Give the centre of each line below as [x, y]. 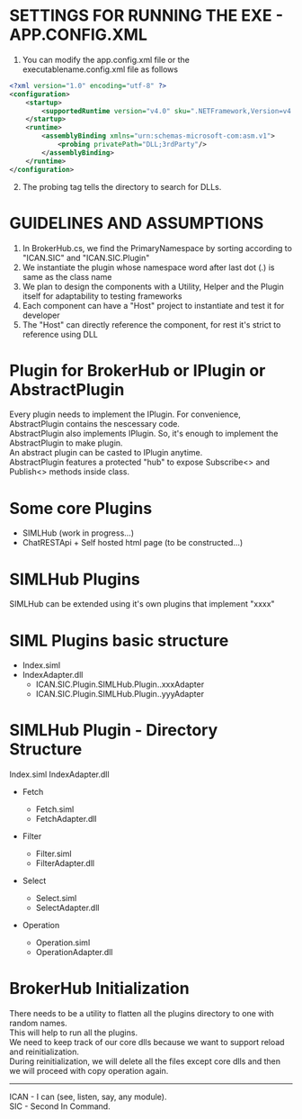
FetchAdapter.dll [66, 819]
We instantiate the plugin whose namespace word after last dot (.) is [148, 267]
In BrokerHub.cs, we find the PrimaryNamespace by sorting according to [157, 248]
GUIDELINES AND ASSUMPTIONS [137, 223]
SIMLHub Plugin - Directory [114, 731]
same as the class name [67, 276]
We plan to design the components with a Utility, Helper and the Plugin [153, 286]
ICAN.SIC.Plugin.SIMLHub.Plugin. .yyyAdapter [120, 694]
